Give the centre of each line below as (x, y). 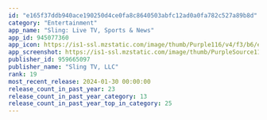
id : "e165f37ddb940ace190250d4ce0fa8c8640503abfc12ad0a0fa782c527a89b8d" (133, 15)
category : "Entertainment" (53, 23)
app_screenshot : (35, 52)
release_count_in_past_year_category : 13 (78, 96)
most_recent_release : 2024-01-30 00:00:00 (79, 81)
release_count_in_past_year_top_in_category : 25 (90, 103)
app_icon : (25, 45)
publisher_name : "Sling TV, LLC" (64, 67)
